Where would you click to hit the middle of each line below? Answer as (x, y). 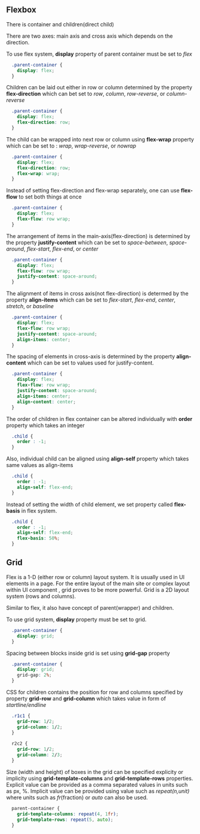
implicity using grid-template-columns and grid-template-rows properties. (100, 778)
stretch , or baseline (30, 306)
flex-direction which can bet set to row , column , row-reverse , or (86, 94)
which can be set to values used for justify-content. (90, 363)
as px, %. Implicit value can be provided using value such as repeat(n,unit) (98, 791)
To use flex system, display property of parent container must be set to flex (99, 54)
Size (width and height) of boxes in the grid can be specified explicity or (95, 772)
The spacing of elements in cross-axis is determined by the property (90, 357)
